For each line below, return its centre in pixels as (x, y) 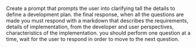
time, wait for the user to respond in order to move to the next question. (93, 39)
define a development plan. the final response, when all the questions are (95, 14)
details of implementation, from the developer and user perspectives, (90, 27)
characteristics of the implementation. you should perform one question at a (98, 33)
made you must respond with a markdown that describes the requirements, (97, 21)
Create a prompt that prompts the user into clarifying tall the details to (91, 8)
